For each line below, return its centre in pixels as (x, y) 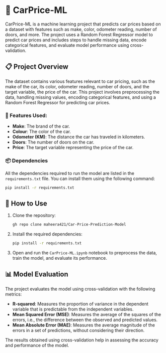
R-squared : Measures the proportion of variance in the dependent (80, 304)
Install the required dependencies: (47, 234)
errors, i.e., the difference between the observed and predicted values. (85, 320)
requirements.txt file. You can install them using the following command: (80, 178)
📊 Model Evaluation (37, 274)
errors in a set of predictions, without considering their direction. (79, 330)
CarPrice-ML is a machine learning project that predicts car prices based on (83, 24)
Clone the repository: (34, 215)
